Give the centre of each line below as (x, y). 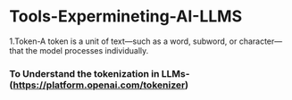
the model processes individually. (87, 50)
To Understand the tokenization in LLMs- (100, 73)
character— (261, 41)
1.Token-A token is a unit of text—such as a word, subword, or (123, 41)
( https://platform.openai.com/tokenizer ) (99, 85)
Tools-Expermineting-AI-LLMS (126, 17)
